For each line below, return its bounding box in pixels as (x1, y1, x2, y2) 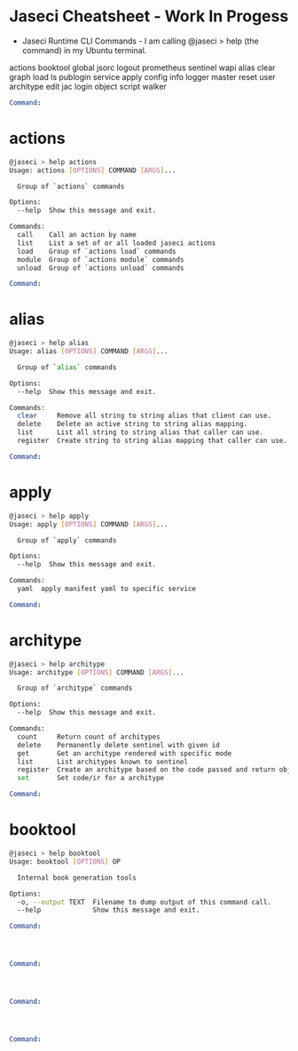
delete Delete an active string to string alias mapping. (17, 420, 248, 429)
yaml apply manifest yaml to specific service (17, 584, 197, 593)
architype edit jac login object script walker (9, 81, 167, 91)
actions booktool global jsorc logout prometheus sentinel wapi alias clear (9, 62, 276, 73)
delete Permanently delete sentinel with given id (17, 740, 220, 749)
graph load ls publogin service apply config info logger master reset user (9, 71, 277, 82)
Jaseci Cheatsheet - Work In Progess (9, 6, 289, 27)
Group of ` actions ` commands (17, 182, 125, 191)
